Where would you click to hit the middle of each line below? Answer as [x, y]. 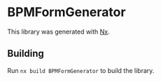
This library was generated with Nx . [58, 32]
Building [26, 54]
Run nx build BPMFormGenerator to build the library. [81, 70]
